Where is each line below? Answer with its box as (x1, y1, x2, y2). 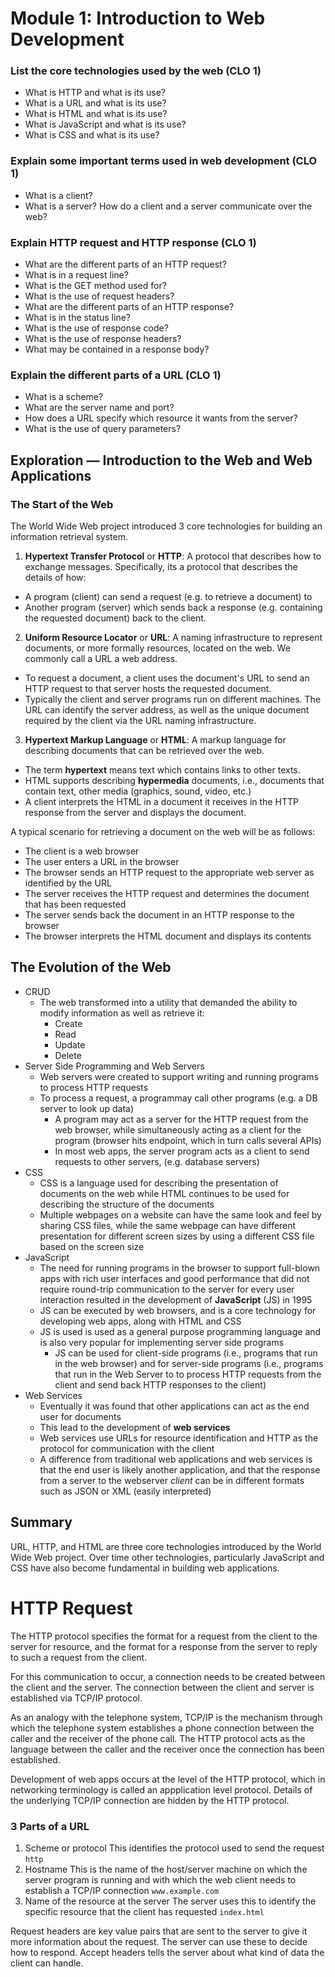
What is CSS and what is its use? (24, 129, 160, 141)
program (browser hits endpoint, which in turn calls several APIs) (54, 1134, 322, 1146)
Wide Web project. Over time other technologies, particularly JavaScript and (10, 1551, 325, 1563)
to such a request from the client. (10, 1651, 148, 1663)
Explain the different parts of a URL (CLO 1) (10, 368, 222, 382)
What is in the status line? (24, 312, 131, 324)
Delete (54, 1049, 82, 1061)
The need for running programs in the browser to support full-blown (39, 1262, 321, 1274)
